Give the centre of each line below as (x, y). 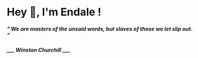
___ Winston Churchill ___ (39, 50)
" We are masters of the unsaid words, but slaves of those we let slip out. (100, 28)
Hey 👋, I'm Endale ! (54, 12)
